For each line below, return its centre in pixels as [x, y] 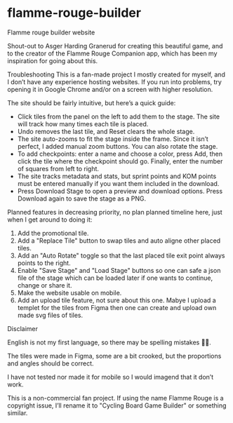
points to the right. [44, 263]
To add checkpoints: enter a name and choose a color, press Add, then [120, 154]
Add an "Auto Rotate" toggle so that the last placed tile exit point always [121, 255]
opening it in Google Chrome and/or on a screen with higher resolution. [110, 89]
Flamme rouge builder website [51, 32]
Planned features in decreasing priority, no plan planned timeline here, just [115, 212]
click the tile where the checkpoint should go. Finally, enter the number [120, 161]
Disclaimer [23, 328]
